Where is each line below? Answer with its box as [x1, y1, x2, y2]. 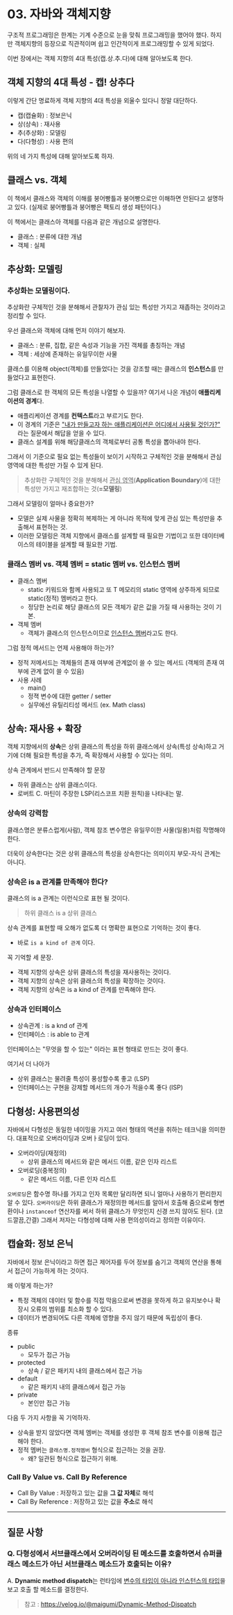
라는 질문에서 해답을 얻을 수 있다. [17, 429, 106, 437]
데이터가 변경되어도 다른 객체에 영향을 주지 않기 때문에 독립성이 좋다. [17, 1313, 202, 1321]
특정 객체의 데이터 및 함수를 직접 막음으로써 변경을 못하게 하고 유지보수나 [17, 1296, 214, 1304]
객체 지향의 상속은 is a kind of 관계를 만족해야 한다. [17, 985, 156, 993]
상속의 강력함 [7, 808, 49, 818]
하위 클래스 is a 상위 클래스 [24, 908, 97, 917]
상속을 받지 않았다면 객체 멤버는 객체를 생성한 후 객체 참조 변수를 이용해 [17, 1428, 210, 1436]
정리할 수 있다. [7, 312, 46, 320]
